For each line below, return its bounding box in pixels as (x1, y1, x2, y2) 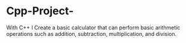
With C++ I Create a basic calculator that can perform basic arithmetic (6, 24, 181, 31)
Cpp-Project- (6, 4, 74, 18)
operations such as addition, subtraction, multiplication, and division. (6, 30, 177, 37)
